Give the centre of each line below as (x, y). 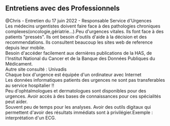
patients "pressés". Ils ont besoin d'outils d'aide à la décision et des (76, 37)
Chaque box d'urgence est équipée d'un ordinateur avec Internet (73, 74)
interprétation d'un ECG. (31, 118)
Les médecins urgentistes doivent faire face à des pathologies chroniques (83, 26)
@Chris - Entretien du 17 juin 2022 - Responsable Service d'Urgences (78, 20)
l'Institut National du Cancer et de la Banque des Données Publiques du (80, 58)
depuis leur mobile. (25, 47)
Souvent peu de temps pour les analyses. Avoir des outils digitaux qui (78, 107)
